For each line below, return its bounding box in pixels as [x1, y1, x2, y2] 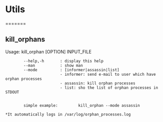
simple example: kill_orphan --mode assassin [23, 103, 140, 108]
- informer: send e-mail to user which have [60, 72, 156, 77]
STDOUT [5, 89, 19, 95]
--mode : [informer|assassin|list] [23, 67, 120, 72]
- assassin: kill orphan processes [60, 80, 136, 86]
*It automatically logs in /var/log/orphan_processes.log [5, 112, 131, 117]
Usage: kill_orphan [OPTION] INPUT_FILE [5, 48, 92, 54]
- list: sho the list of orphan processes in [60, 85, 158, 90]
